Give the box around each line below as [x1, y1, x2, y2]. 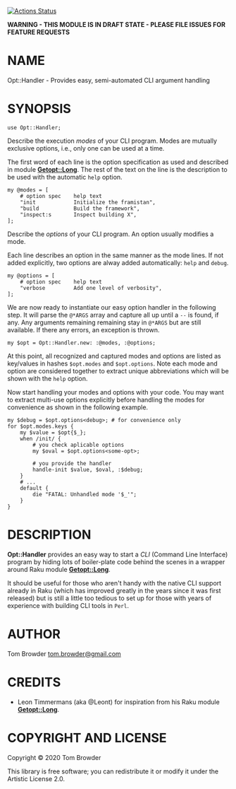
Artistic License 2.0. [7, 774, 66, 783]
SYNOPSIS [7, 101, 72, 117]
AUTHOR [7, 626, 61, 642]
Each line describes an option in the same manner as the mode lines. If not [7, 251, 224, 259]
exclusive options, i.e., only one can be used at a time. [7, 144, 165, 152]
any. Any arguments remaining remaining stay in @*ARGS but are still [7, 318, 201, 327]
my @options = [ [7, 272, 55, 279]
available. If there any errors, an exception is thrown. [7, 325, 160, 334]
